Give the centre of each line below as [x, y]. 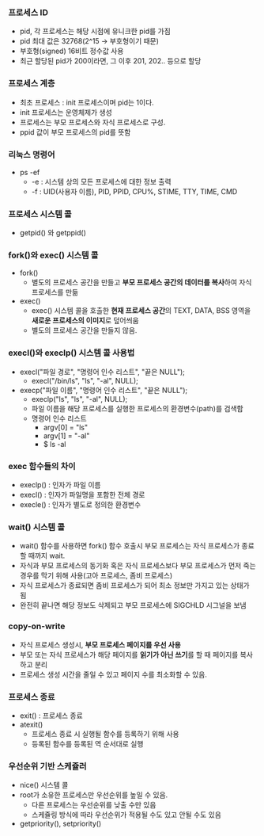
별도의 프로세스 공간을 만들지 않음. [84, 330]
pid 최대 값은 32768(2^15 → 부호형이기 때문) [89, 41]
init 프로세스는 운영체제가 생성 [66, 112]
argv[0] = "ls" [66, 427]
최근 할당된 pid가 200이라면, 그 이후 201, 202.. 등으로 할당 [110, 61]
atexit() [31, 724]
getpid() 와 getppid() [53, 233]
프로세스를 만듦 [55, 292]
